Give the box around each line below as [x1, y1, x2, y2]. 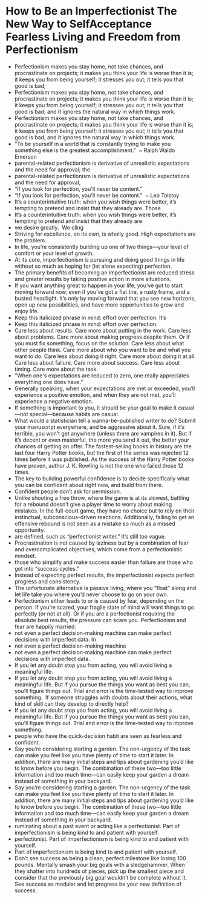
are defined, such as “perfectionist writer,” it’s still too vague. [14, 532, 166, 540]
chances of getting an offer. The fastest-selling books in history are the [14, 442, 192, 449]
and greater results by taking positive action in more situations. [14, 275, 172, 282]
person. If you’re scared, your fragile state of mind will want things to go [14, 603, 195, 611]
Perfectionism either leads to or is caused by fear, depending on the [14, 597, 184, 604]
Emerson [14, 153, 37, 160]
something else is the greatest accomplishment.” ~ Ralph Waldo [14, 147, 175, 154]
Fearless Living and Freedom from [5, 30, 181, 44]
